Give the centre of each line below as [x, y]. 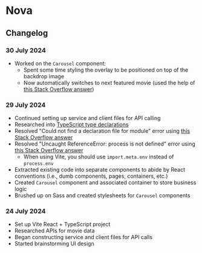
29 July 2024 [26, 105]
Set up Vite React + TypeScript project [62, 224]
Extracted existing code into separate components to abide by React [100, 170]
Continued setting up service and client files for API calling [87, 118]
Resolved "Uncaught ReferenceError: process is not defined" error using [105, 144]
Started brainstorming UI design [54, 244]
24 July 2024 [26, 211]
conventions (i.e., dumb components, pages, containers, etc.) [91, 176]
